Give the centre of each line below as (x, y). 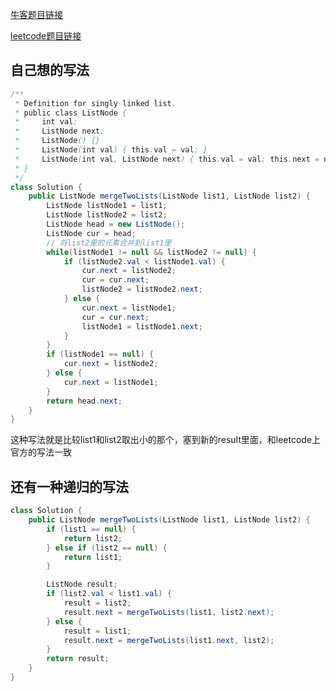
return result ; (78, 659)
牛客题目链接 (36, 14)
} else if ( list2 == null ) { (107, 548)
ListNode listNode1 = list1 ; (107, 206)
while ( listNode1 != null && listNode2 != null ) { (151, 252)
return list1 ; (93, 557)
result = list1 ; (97, 631)
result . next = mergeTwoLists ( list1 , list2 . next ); (169, 612)
